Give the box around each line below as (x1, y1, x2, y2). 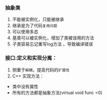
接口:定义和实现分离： (5, 55, 57, 62)
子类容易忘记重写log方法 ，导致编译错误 (12, 41, 93, 47)
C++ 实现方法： (12, 73, 44, 79)
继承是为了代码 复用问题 (12, 23, 57, 29)
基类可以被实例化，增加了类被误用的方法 (12, 35, 94, 41)
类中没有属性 (12, 83, 38, 89)
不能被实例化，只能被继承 (12, 16, 64, 23)
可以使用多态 (12, 29, 38, 35)
